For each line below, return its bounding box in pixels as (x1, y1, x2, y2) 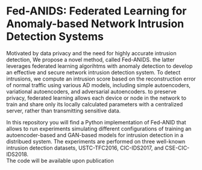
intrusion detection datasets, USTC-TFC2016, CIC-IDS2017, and (6, 144, 164, 151)
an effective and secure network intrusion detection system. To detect (6, 68, 181, 76)
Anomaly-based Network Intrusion (6, 17, 185, 31)
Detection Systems (6, 30, 104, 43)
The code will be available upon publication (6, 157, 115, 164)
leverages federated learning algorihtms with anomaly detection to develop (6, 62, 193, 70)
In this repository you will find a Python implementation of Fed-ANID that (6, 118, 186, 126)
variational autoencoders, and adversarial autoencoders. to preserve (6, 88, 177, 95)
